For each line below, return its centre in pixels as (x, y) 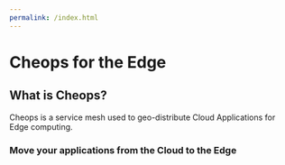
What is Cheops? (58, 96)
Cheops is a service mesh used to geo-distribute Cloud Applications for (142, 117)
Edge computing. (41, 126)
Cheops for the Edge (88, 62)
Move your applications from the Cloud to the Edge (123, 150)
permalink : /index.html (54, 18)
